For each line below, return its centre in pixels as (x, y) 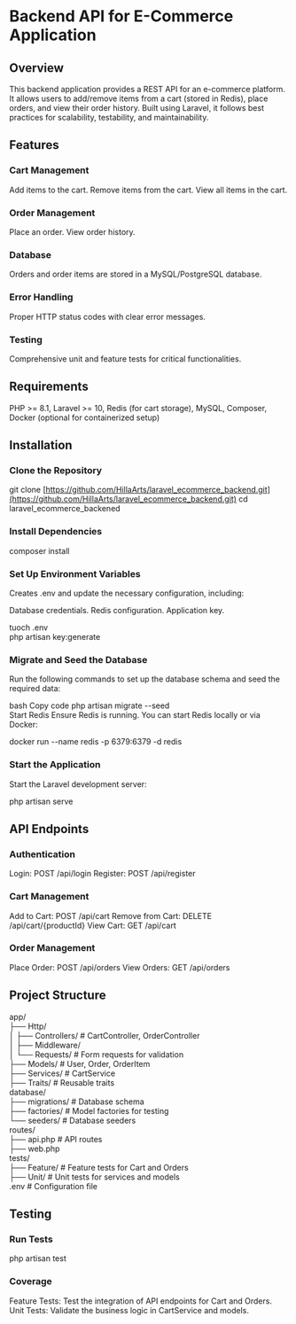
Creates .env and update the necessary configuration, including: (127, 593)
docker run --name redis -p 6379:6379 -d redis (96, 742)
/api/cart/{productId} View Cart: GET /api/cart (93, 925)
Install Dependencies (56, 532)
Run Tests (31, 1239)
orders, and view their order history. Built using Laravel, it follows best (136, 108)
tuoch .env (29, 627)
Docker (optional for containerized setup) (85, 417)
